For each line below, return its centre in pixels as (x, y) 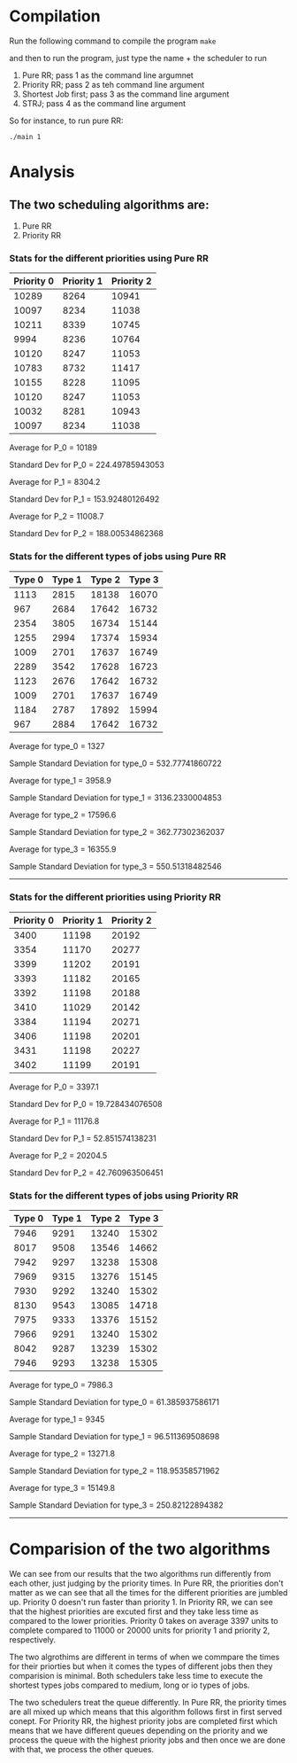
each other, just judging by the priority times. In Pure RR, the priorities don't (147, 1583)
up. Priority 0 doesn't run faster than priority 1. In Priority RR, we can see (141, 1603)
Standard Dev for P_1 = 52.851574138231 (83, 1138)
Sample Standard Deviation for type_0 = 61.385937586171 (114, 1402)
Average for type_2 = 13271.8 (62, 1454)
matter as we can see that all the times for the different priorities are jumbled (148, 1593)
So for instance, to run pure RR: (66, 121)
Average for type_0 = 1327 (57, 745)
